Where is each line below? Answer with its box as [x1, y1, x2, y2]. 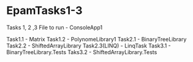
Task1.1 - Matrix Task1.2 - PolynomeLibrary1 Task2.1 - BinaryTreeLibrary [6, 35, 187, 43]
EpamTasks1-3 [6, 4, 83, 18]
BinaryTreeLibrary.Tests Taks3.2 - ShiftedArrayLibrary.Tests [6, 48, 157, 55]
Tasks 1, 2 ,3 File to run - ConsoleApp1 [6, 24, 103, 31]
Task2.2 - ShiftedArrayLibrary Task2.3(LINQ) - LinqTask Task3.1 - [6, 42, 171, 49]
